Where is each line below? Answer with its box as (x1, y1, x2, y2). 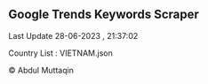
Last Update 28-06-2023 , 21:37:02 (8, 30, 139, 41)
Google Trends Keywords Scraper (8, 7, 199, 22)
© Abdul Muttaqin (8, 65, 75, 75)
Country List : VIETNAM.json (8, 48, 113, 58)
